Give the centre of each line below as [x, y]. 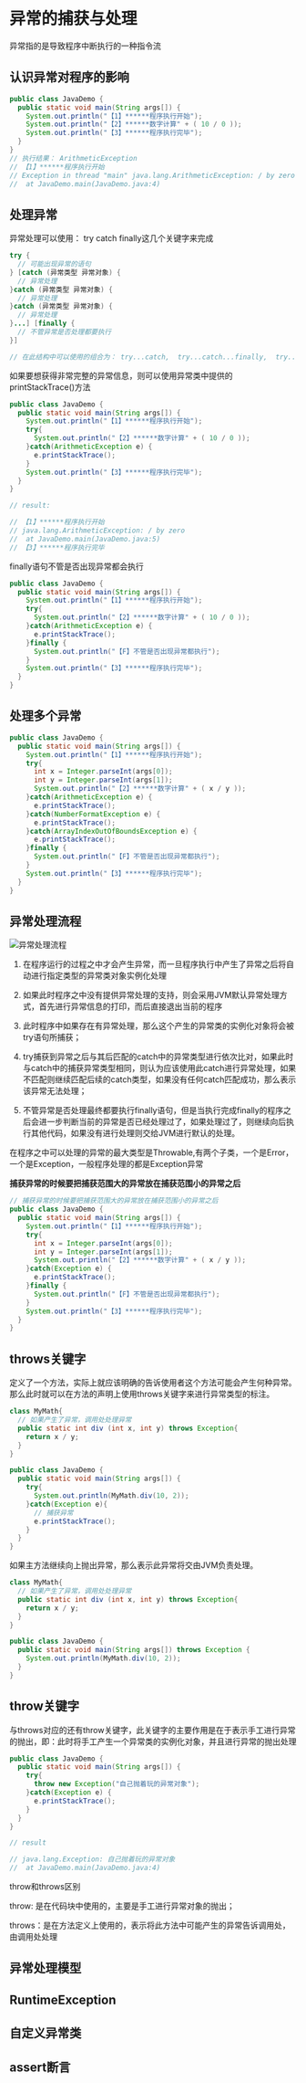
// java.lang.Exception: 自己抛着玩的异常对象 [92, 1859]
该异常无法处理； [55, 1091]
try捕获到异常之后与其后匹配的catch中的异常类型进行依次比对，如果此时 [158, 1057]
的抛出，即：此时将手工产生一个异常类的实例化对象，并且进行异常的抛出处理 [153, 1741]
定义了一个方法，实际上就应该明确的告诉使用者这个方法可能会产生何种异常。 [153, 1383]
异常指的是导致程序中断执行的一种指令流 [85, 46]
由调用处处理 [33, 1937]
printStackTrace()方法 [50, 387]
